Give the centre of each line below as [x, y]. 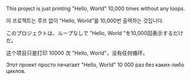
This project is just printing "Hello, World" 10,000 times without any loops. [96, 9]
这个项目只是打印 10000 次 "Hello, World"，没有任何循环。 [77, 53]
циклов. [16, 71]
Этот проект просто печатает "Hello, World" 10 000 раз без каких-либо [95, 65]
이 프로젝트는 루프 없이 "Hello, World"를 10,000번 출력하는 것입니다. [85, 21]
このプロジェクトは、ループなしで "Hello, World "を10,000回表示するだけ [95, 33]
